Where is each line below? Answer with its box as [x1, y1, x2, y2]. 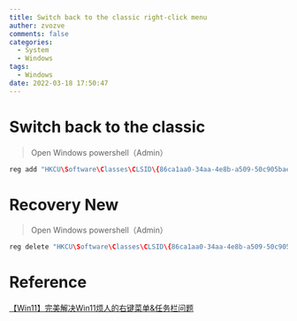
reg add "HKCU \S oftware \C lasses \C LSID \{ [9, 164, 161, 173]
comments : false [9, 29, 69, 38]
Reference [9, 272, 87, 293]
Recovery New [9, 195, 119, 215]
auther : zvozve [9, 21, 65, 30]
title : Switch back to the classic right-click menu [9, 12, 208, 22]
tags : [9, 63, 29, 72]
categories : [9, 37, 53, 47]
